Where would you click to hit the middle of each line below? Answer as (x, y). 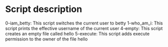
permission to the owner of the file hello (47, 39)
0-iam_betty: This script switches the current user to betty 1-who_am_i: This (84, 23)
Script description (44, 9)
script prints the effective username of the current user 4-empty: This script (84, 28)
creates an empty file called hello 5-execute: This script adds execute (77, 33)
